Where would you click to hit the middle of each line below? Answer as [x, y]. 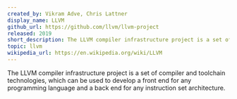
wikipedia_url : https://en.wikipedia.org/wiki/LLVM [85, 53]
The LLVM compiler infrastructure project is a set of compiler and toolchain [116, 73]
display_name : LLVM [36, 20]
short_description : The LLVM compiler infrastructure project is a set [115, 40]
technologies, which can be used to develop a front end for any [99, 80]
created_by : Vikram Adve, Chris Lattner [68, 14]
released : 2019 [30, 33]
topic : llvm [25, 46]
